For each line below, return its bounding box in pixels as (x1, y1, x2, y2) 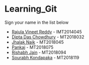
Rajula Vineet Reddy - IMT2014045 (11, 29, 82, 34)
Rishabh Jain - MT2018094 (11, 49, 67, 55)
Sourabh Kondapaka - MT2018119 (11, 54, 80, 60)
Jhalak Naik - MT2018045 (11, 39, 64, 45)
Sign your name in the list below (4, 19, 69, 25)
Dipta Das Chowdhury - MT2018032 (11, 34, 85, 40)
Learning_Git (4, 3, 57, 15)
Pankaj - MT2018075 (11, 44, 54, 50)
